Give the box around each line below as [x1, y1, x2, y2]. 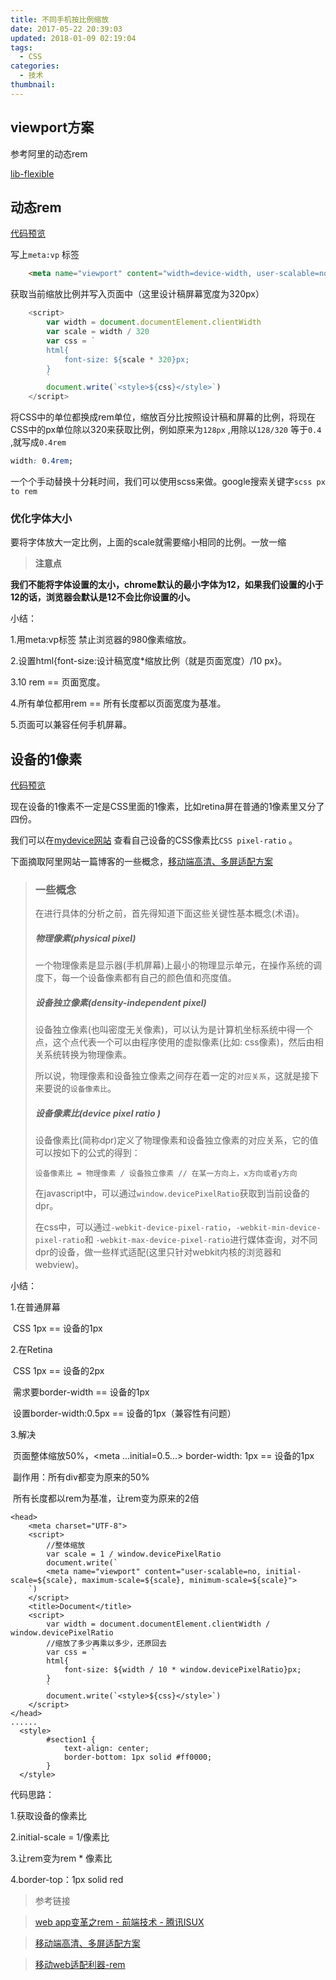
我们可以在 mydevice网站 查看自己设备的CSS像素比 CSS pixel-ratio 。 [10, 834, 298, 846]
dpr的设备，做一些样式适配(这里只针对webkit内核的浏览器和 [34, 1246, 282, 1258]
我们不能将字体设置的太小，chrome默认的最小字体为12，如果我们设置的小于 [10, 579, 324, 591]
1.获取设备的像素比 [10, 1810, 87, 1822]
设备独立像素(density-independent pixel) [34, 996, 207, 1008]
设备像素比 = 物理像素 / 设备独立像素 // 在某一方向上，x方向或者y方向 [34, 1169, 298, 1179]
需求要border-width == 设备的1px [12, 1386, 150, 1398]
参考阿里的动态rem [10, 147, 88, 160]
